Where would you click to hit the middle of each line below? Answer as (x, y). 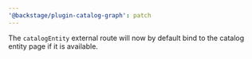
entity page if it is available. (53, 46)
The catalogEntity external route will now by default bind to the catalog (126, 38)
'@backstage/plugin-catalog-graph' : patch (80, 15)
